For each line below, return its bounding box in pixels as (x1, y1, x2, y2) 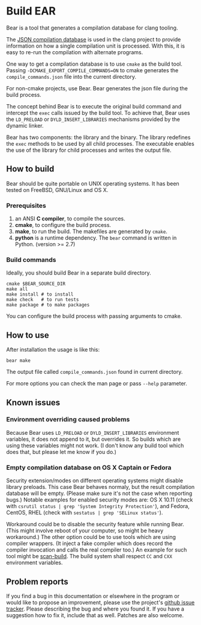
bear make (6, 358, 31, 364)
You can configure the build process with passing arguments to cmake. (6, 312, 182, 320)
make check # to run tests (6, 297, 79, 303)
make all (6, 286, 28, 293)
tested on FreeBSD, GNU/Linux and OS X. (6, 186, 109, 193)
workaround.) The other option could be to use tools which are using (6, 533, 176, 541)
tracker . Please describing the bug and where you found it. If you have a (6, 605, 185, 612)
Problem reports (6, 576, 69, 586)
